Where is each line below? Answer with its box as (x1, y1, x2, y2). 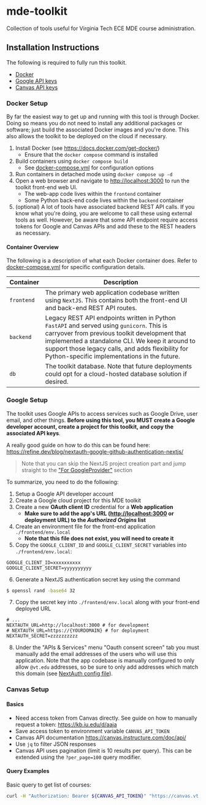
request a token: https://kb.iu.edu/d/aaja (15, 720, 118, 728)
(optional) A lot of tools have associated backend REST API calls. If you (15, 203, 195, 211)
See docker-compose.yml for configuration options (24, 164, 154, 171)
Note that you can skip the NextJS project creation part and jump (21, 459, 186, 467)
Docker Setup (6, 99, 48, 107)
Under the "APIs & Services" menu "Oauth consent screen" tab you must (15, 644, 199, 651)
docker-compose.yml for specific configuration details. (6, 263, 145, 271)
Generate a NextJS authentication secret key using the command (15, 575, 180, 583)
